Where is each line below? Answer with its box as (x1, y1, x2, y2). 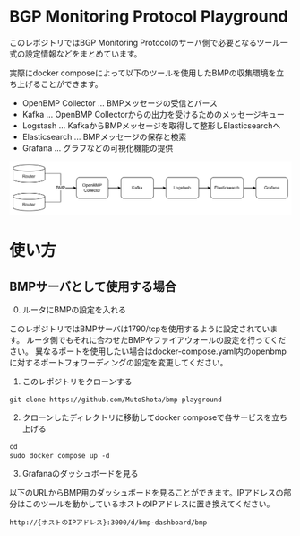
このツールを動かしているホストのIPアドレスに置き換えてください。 (24, 498, 275, 509)
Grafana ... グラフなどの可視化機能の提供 (21, 142, 174, 154)
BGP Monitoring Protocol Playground (9, 6, 288, 27)
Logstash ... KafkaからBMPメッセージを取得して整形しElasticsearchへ (21, 119, 281, 131)
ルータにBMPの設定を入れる (21, 303, 127, 315)
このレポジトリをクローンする (21, 375, 133, 387)
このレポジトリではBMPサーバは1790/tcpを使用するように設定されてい (9, 323, 270, 334)
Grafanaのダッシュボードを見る (21, 468, 139, 479)
